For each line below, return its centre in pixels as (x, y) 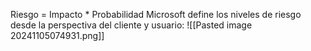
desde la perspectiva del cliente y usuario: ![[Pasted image (131, 25)
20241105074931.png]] (57, 35)
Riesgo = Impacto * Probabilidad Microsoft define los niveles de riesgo (156, 14)
